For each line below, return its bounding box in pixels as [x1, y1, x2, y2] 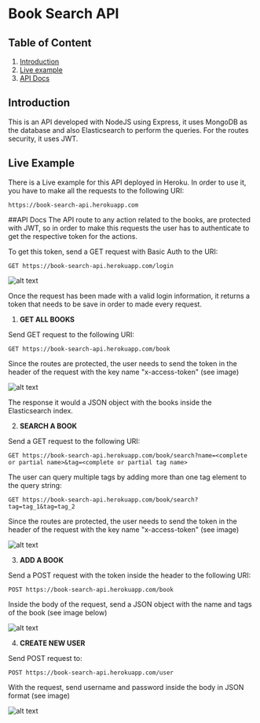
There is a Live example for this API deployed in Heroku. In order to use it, [8, 178, 247, 187]
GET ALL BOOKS [19, 314, 75, 324]
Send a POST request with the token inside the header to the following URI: [8, 571, 251, 580]
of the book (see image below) [8, 607, 108, 617]
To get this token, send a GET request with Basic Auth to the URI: [8, 247, 218, 256]
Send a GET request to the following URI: [8, 436, 141, 446]
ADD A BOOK [19, 555, 64, 564]
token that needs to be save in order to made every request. [8, 299, 203, 309]
